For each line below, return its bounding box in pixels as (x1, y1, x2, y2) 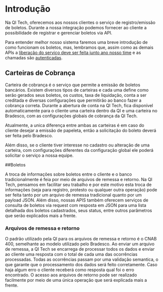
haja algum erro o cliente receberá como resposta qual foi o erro (5, 267, 135, 273)
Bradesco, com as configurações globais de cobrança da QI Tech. (5, 113, 138, 119)
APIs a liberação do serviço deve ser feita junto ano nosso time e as (5, 50, 141, 55)
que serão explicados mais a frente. (5, 213, 77, 219)
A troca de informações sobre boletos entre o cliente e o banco (5, 171, 132, 177)
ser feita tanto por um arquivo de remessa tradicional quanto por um (5, 192, 142, 198)
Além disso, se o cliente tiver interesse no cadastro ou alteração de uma (5, 142, 150, 148)
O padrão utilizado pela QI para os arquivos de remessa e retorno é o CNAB (5, 236, 157, 242)
